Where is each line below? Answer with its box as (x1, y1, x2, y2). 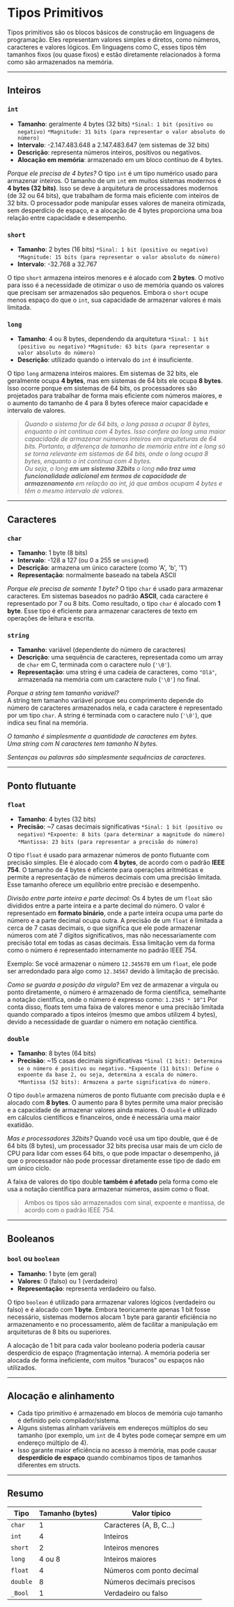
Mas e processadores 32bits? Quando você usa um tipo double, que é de (7, 1134, 218, 1143)
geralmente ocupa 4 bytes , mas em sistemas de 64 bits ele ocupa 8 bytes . (7, 377, 223, 385)
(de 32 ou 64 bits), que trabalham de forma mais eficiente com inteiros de (7, 191, 219, 200)
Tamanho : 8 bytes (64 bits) (17, 1049, 96, 1058)
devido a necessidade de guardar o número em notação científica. (7, 1017, 198, 1026)
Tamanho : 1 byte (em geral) (17, 1270, 97, 1278)
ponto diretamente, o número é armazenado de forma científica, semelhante (7, 987, 226, 996)
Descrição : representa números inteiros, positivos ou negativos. (17, 148, 202, 157)
